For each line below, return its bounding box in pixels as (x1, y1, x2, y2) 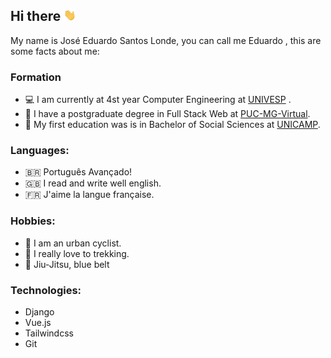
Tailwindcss (24, 327, 74, 339)
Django (24, 306, 55, 318)
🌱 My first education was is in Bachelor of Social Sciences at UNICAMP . (24, 119, 321, 131)
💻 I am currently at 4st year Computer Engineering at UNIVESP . (24, 94, 292, 106)
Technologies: (10, 283, 82, 297)
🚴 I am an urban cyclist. (24, 237, 122, 249)
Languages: (10, 144, 70, 158)
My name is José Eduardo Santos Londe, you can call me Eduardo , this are (10, 34, 322, 46)
